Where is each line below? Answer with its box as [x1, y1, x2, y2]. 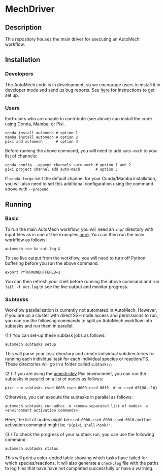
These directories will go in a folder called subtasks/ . [5, 361, 112, 367]
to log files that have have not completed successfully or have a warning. [5, 465, 154, 471]
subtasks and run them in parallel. [5, 323, 74, 329]
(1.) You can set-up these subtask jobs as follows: [5, 332, 106, 338]
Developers [5, 71, 33, 77]
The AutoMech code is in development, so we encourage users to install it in [5, 81, 161, 87]
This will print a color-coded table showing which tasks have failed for [5, 455, 148, 461]
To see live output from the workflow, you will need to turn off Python [5, 255, 146, 261]
